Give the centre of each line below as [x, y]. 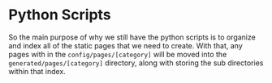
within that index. [37, 71]
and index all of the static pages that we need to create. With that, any [126, 45]
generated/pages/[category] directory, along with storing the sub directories [136, 63]
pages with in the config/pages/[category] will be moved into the [118, 54]
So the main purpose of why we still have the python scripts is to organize [132, 37]
